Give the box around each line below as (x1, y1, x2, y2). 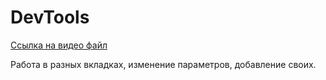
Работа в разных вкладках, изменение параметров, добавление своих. (10, 58, 317, 70)
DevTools (10, 6, 90, 29)
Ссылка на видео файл (10, 39, 108, 51)
